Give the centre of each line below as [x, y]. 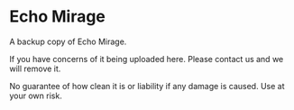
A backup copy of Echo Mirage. [68, 41]
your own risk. [36, 96]
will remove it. [35, 69]
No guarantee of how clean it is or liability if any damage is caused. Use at [147, 86]
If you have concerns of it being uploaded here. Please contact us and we [147, 59]
